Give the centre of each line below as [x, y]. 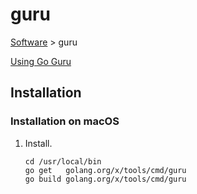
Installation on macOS [65, 121]
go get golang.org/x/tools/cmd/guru [105, 170]
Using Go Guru [41, 61]
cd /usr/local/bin [63, 161]
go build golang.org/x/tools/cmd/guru [105, 179]
